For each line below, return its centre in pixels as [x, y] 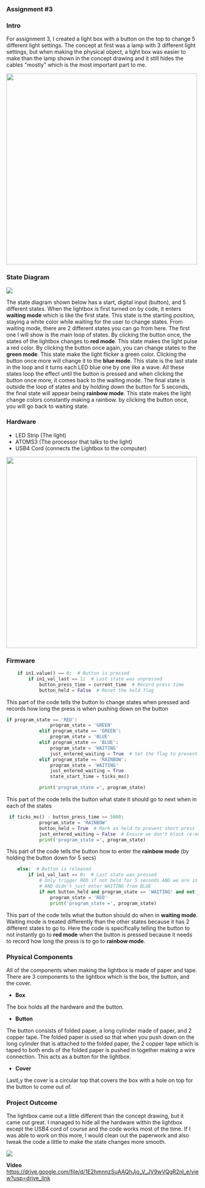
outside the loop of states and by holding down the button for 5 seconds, [98, 387]
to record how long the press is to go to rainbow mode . [76, 941]
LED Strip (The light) [41, 435]
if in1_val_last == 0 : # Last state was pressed [92, 875]
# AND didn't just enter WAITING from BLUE [95, 886]
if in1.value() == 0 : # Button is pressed [74, 674]
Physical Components [40, 957]
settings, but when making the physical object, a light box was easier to [96, 52]
